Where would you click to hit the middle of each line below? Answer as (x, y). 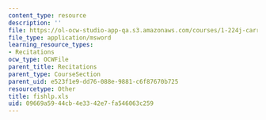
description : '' (35, 23)
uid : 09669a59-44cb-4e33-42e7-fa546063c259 (81, 103)
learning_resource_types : (51, 45)
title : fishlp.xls (38, 96)
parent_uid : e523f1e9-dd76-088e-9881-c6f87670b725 (93, 81)
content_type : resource (47, 15)
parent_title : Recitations (53, 67)
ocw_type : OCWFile (38, 60)
